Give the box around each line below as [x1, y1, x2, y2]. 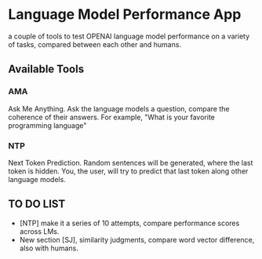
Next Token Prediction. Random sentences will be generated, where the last [8, 158, 253, 167]
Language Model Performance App [8, 5, 242, 24]
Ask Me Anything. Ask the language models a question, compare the [8, 104, 230, 113]
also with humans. [19, 243, 78, 253]
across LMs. [19, 226, 60, 236]
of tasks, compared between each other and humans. [8, 39, 182, 49]
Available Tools [8, 63, 85, 76]
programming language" [8, 120, 87, 130]
